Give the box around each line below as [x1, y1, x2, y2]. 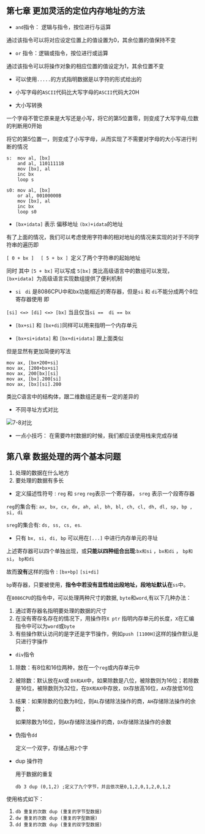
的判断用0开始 [6, 122, 42, 129]
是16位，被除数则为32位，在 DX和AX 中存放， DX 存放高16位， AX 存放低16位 [15, 684, 194, 692]
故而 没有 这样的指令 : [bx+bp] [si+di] [6, 568, 100, 575]
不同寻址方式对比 [15, 405, 59, 413]
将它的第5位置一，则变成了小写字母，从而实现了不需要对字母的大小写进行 [6, 135, 192, 142]
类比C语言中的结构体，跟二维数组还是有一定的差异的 [6, 392, 140, 400]
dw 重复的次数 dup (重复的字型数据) [15, 815, 98, 821]
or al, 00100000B [17, 193, 62, 199]
